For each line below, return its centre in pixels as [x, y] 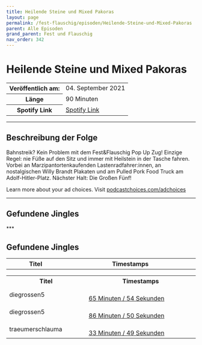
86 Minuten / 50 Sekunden [127, 316]
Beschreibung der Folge [52, 138]
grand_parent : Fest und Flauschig [50, 34]
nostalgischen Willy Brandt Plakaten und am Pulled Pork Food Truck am [95, 171]
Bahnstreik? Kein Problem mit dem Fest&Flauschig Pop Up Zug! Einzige [94, 152]
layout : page [23, 17]
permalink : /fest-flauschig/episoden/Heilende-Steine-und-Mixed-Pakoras [99, 23]
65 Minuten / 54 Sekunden [127, 299]
